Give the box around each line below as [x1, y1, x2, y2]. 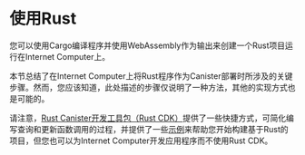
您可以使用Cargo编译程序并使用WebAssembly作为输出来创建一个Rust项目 [9, 40, 286, 51]
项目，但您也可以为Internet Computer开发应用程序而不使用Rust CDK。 [9, 135, 273, 146]
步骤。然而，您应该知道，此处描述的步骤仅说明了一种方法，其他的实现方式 [9, 82, 288, 92]
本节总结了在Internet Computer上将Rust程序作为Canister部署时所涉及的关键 [9, 70, 293, 82]
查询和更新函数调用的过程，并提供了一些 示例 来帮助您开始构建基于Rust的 [16, 123, 289, 134]
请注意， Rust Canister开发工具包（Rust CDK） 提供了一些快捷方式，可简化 [9, 112, 287, 123]
